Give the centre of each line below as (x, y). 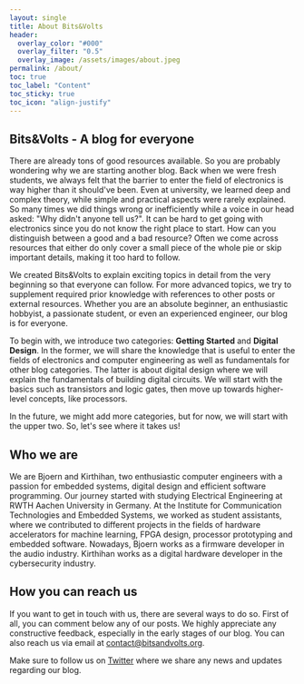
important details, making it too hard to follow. (95, 258)
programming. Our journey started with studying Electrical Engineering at (146, 496)
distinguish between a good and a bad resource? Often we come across (144, 238)
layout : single (38, 18)
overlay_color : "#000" (60, 43)
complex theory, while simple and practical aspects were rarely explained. (148, 200)
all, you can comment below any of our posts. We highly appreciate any (143, 623)
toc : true (28, 77)
